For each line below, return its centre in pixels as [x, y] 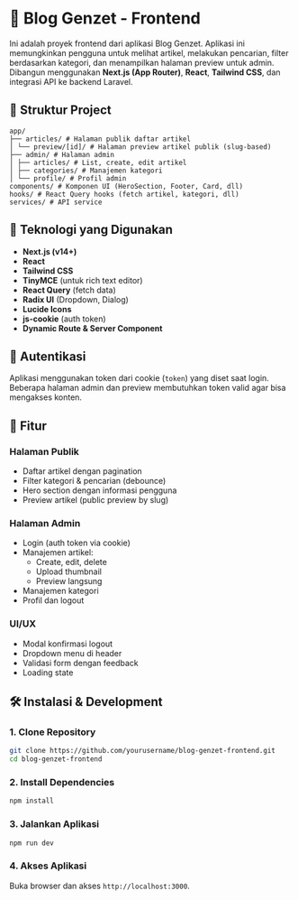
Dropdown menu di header [72, 653]
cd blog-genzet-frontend [56, 759]
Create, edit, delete [72, 562]
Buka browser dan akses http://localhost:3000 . [100, 886]
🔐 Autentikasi [48, 356]
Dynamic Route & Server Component [92, 328]
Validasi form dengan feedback [80, 663]
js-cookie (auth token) [64, 319]
